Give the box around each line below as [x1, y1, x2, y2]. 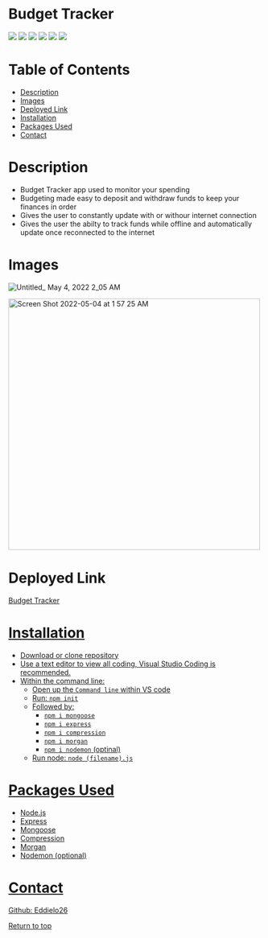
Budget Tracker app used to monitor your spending [19, 184, 191, 194]
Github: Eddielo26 [8, 905, 68, 915]
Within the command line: [19, 676, 105, 685]
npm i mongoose [43, 711, 95, 720]
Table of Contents [8, 61, 130, 79]
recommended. [19, 667, 71, 677]
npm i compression [43, 729, 106, 737]
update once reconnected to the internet [19, 227, 155, 237]
